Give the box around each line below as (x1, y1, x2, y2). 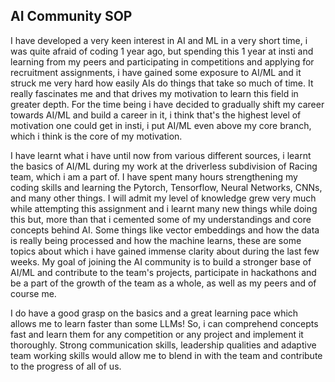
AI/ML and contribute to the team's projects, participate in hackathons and (10, 266, 317, 278)
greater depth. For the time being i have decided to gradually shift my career (10, 98, 325, 110)
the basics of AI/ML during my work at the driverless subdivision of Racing (10, 160, 318, 172)
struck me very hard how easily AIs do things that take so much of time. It (10, 77, 314, 89)
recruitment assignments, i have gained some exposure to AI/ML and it (10, 66, 302, 78)
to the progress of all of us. (10, 360, 122, 372)
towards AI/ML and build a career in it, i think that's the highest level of (10, 109, 302, 121)
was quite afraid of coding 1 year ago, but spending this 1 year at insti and (10, 45, 314, 57)
